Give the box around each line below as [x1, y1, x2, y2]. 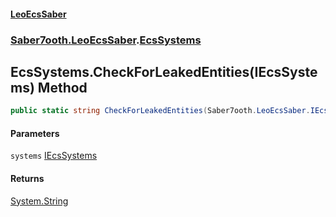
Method [37, 79, 88, 96]
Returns [10, 173, 45, 184]
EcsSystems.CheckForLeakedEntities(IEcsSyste [10, 63, 318, 80]
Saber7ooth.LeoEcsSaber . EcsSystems [10, 33, 202, 47]
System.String [10, 195, 69, 207]
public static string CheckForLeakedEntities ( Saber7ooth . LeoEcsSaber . [10, 106, 311, 116]
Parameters [10, 127, 60, 139]
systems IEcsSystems [10, 150, 98, 162]
